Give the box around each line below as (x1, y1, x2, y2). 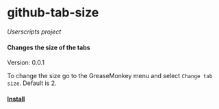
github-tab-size (7, 5, 99, 21)
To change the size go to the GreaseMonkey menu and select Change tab (7, 72, 213, 80)
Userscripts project (7, 27, 62, 36)
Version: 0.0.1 (7, 58, 44, 66)
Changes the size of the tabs (7, 43, 90, 51)
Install (7, 95, 25, 103)
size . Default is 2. (7, 79, 57, 87)
